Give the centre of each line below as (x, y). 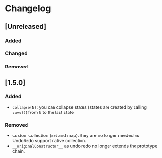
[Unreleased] (26, 27)
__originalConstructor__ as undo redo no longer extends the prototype (85, 146)
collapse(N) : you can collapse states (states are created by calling (80, 107)
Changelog (28, 9)
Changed (16, 53)
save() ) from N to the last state (43, 113)
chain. (18, 151)
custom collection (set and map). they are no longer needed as (76, 135)
